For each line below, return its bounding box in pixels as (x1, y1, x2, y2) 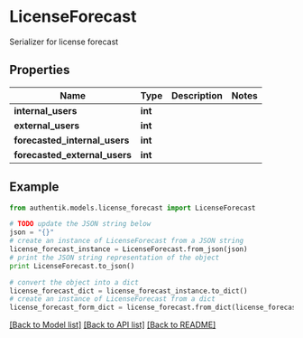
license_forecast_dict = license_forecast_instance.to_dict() (9, 286, 248, 296)
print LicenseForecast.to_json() (9, 261, 135, 270)
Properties (9, 62, 70, 78)
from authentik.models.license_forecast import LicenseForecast (9, 203, 256, 212)
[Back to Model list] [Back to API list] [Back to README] (9, 319, 216, 331)
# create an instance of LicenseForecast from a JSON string (9, 237, 244, 246)
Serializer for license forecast (9, 36, 119, 47)
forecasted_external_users (14, 148, 133, 161)
